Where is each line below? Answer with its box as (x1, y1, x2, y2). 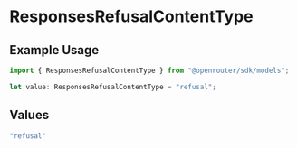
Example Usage (9, 42, 100, 58)
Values (9, 107, 50, 123)
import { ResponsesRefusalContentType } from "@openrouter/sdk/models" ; (9, 66, 290, 75)
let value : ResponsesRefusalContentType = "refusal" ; (9, 82, 217, 91)
